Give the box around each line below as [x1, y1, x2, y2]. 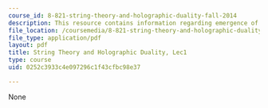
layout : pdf [8, 41, 48, 49]
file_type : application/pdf [8, 33, 102, 42]
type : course [8, 56, 52, 64]
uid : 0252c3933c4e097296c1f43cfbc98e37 [8, 64, 141, 71]
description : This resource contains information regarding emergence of [8, 19, 259, 27]
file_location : [8, 26, 59, 34]
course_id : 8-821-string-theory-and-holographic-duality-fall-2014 [8, 11, 238, 20]
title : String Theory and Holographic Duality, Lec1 [8, 48, 187, 56]
